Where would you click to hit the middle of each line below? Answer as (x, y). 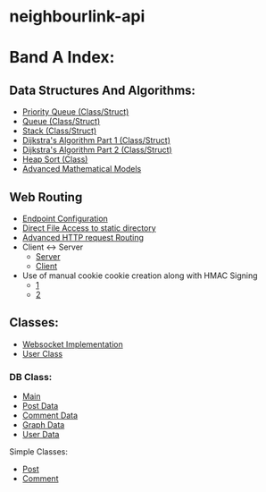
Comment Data (50, 416)
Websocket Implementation (72, 344)
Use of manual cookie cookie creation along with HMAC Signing (140, 276)
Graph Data (43, 425)
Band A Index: (62, 58)
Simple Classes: (39, 452)
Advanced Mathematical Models (82, 169)
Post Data (40, 406)
